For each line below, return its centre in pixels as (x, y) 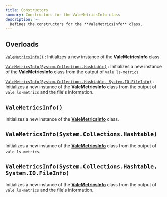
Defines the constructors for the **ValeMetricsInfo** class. (76, 24)
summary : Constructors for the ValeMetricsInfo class (63, 15)
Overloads (22, 44)
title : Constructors (27, 10)
